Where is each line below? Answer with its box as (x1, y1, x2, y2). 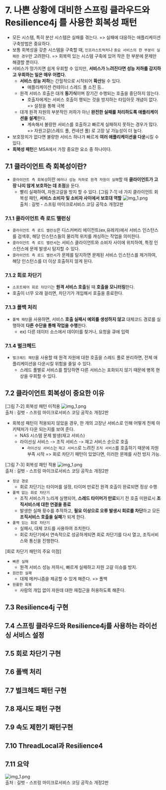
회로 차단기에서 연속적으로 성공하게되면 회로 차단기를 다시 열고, (19, 531, 142, 537)
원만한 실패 (12, 570, 32, 576)
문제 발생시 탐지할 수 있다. (29, 246, 80, 252)
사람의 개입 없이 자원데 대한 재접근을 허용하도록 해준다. (19, 587, 126, 593)
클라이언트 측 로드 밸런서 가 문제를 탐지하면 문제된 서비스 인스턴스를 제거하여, (12, 252, 157, 258)
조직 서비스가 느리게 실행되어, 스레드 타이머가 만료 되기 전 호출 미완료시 (19, 495, 156, 501)
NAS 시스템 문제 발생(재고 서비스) (19, 432, 85, 438)
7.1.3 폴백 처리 (5, 304, 37, 311)
